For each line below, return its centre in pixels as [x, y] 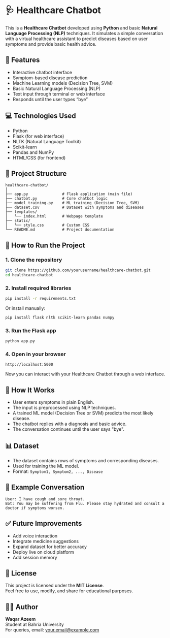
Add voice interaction [35, 536]
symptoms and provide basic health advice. [51, 44]
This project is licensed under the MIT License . [55, 586]
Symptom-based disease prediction [50, 78]
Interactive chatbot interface [42, 72]
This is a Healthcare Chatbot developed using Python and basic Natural [81, 28]
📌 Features [23, 60]
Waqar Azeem [21, 619]
